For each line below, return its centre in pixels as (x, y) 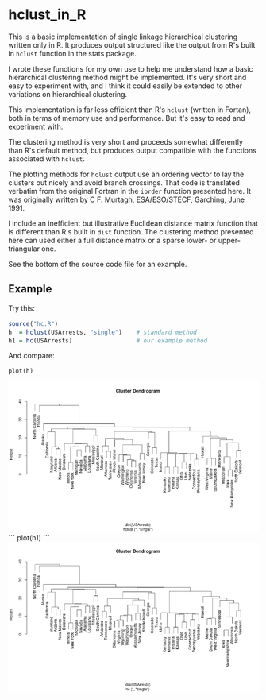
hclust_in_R (47, 15)
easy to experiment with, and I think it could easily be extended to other (125, 86)
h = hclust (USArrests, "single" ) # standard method (102, 332)
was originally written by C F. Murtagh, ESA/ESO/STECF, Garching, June (126, 199)
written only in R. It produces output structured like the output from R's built (132, 44)
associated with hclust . (47, 159)
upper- (229, 240)
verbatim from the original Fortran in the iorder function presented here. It (130, 191)
